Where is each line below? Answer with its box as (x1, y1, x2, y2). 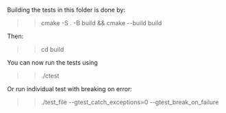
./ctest (40, 71, 60, 80)
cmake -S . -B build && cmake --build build (40, 19, 162, 27)
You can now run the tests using (7, 59, 98, 67)
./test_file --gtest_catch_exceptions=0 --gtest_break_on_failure (40, 98, 219, 106)
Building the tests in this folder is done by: (7, 6, 125, 14)
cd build (40, 46, 64, 53)
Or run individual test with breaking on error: (7, 85, 132, 93)
